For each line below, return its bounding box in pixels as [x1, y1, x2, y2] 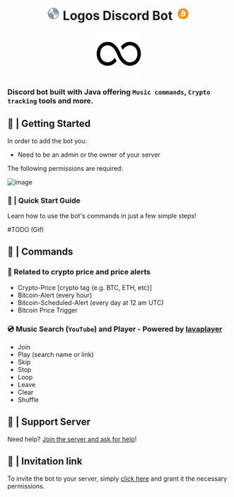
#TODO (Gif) [7, 225, 45, 233]
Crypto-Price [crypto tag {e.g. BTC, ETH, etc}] [17, 283, 152, 291]
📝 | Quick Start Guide [7, 195, 81, 205]
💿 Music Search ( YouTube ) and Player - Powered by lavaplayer [7, 324, 223, 334]
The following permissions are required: [7, 164, 124, 172]
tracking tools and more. [7, 96, 94, 106]
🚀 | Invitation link [7, 455, 83, 467]
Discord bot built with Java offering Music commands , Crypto [7, 86, 211, 96]
